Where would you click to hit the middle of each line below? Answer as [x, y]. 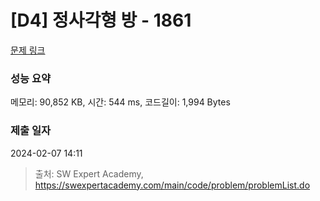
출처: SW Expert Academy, [89, 173]
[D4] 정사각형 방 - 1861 [101, 20]
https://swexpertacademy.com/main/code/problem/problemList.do [172, 185]
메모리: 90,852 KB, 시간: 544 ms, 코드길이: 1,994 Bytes [120, 102]
